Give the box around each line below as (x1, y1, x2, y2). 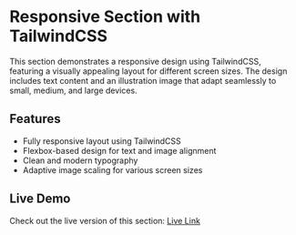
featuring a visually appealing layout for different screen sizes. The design (9, 66, 288, 77)
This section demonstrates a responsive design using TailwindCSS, (9, 56, 261, 66)
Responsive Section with (9, 6, 201, 27)
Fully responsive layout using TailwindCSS (22, 135, 182, 147)
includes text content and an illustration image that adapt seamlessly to (9, 75, 277, 86)
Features (9, 111, 61, 127)
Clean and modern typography (22, 155, 138, 166)
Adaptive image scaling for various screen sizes (22, 164, 203, 175)
